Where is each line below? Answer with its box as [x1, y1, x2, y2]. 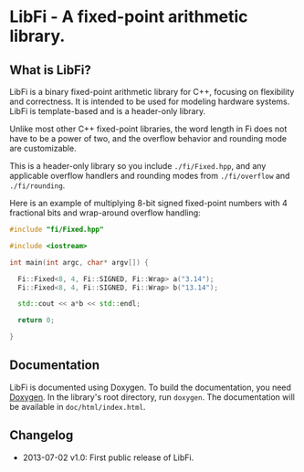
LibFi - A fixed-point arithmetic [9, 6, 248, 27]
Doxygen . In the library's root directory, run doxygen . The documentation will [9, 391, 295, 403]
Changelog [9, 427, 74, 444]
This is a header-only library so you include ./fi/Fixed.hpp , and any [9, 161, 267, 171]
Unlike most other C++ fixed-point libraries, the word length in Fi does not [9, 123, 288, 134]
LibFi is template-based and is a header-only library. [9, 106, 206, 116]
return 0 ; [17, 316, 55, 325]
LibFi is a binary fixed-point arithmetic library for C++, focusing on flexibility [9, 87, 295, 97]
